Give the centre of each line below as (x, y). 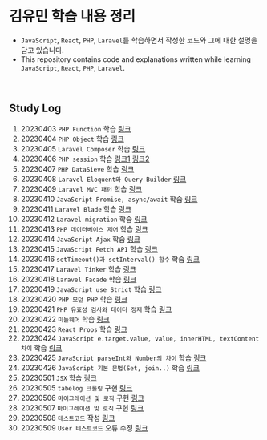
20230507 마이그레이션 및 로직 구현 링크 (82, 408)
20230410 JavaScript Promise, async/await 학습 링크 (109, 199)
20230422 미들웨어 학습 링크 (65, 319)
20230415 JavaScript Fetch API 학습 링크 (89, 248)
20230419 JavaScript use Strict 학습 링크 (91, 289)
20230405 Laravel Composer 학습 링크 (83, 148)
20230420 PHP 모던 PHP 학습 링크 (74, 299)
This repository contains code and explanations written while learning (136, 59)
